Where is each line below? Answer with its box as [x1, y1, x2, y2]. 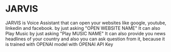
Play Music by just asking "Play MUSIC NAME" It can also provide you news [5, 30, 166, 36]
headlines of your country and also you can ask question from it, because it [5, 36, 165, 42]
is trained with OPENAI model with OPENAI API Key [5, 41, 113, 47]
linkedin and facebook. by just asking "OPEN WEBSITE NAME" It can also [5, 25, 161, 31]
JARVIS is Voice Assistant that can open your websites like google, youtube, [5, 20, 167, 26]
